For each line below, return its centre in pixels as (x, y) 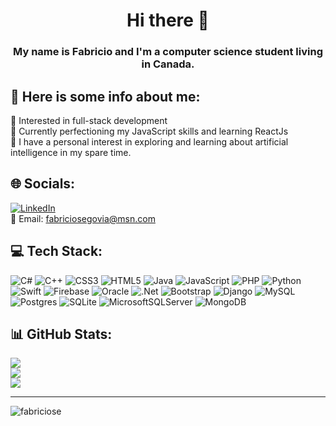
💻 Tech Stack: (56, 251)
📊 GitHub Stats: (61, 334)
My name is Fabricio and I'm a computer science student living (168, 52)
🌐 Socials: (43, 184)
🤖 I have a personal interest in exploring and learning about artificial (149, 141)
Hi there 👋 (168, 20)
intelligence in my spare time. (71, 152)
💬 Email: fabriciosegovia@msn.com (83, 218)
